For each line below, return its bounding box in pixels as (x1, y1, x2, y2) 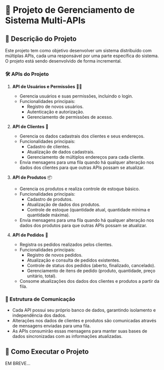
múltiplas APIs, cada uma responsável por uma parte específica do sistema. (5, 53, 159, 59)
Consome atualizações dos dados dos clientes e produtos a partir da (19, 278, 160, 284)
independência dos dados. (12, 312, 66, 318)
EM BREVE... (5, 361, 31, 367)
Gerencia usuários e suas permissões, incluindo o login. (19, 93, 133, 99)
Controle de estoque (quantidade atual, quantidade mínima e (27, 207, 150, 213)
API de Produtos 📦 (12, 174, 53, 180)
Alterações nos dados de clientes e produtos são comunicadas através (12, 317, 157, 323)
